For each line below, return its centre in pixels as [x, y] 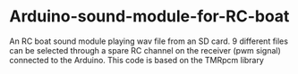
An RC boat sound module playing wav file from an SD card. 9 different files [149, 41]
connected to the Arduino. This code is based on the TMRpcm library [136, 60]
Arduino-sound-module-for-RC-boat [149, 16]
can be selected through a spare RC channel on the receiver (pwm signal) [145, 50]
